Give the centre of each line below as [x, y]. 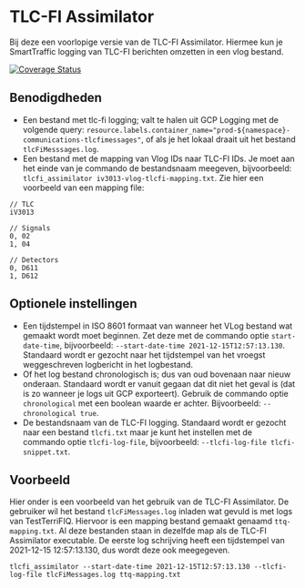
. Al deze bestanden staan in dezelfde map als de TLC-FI [160, 531]
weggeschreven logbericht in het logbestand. [108, 364]
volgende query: [53, 129]
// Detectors [34, 260]
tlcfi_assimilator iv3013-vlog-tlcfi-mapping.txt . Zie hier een [143, 177]
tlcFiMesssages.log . [61, 148]
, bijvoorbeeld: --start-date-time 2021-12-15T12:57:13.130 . [172, 345]
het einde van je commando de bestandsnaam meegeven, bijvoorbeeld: [157, 168]
